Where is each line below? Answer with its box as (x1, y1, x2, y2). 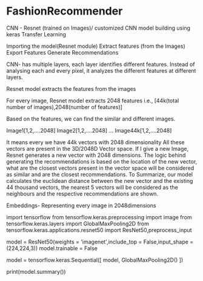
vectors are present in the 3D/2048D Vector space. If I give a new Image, (6, 145, 189, 152)
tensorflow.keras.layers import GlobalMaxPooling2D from (6, 220, 150, 227)
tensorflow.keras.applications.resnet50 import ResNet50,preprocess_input (6, 226, 192, 234)
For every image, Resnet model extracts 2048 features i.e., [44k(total (6, 97, 179, 104)
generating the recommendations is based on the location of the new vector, (6, 157, 198, 165)
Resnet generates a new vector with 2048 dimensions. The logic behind (6, 151, 186, 159)
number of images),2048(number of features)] (6, 103, 123, 110)
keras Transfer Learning (6, 30, 67, 38)
